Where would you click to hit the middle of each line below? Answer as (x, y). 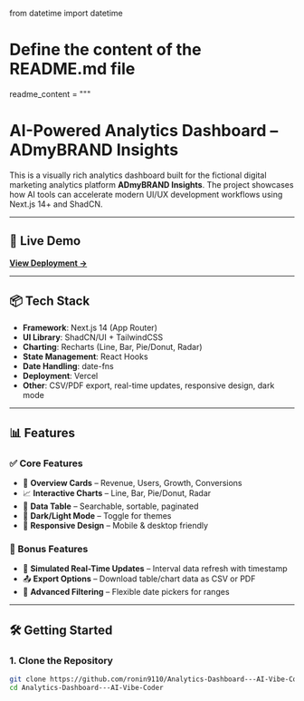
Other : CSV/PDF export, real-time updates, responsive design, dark (148, 385)
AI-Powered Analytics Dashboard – (144, 131)
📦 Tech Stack (50, 302)
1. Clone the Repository (61, 660)
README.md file (72, 69)
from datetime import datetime (66, 13)
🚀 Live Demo (45, 241)
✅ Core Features (46, 463)
